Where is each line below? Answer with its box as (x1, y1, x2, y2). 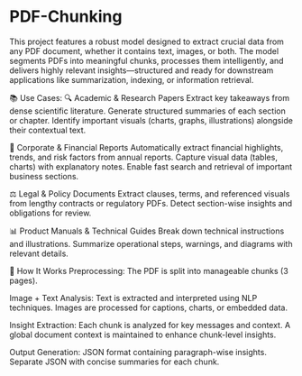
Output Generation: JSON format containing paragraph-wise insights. (9, 346, 268, 357)
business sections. (9, 170, 79, 181)
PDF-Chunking (9, 6, 123, 27)
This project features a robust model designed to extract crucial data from (9, 36, 284, 47)
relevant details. (9, 248, 69, 259)
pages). (9, 275, 38, 286)
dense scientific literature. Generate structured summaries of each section (9, 105, 286, 116)
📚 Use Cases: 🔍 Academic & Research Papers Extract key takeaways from (9, 92, 290, 103)
